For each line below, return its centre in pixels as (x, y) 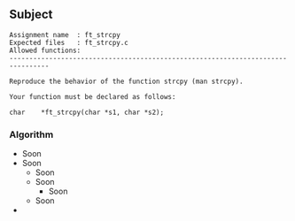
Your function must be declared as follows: (93, 96)
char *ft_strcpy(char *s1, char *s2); (87, 112)
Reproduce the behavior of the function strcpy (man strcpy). (126, 81)
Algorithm (31, 134)
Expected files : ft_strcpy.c (69, 42)
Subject (31, 15)
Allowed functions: (45, 50)
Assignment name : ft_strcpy (65, 34)
